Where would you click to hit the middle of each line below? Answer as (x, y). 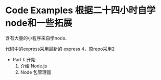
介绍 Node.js (34, 66)
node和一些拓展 (39, 23)
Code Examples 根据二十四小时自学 (80, 10)
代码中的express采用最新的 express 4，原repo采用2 (60, 49)
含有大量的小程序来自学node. (36, 38)
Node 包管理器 (36, 72)
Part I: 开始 (24, 59)
